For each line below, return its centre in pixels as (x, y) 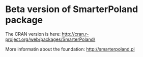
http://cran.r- (75, 34)
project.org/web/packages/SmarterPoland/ (50, 39)
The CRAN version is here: (33, 34)
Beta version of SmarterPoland (72, 9)
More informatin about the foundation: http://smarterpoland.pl (70, 49)
